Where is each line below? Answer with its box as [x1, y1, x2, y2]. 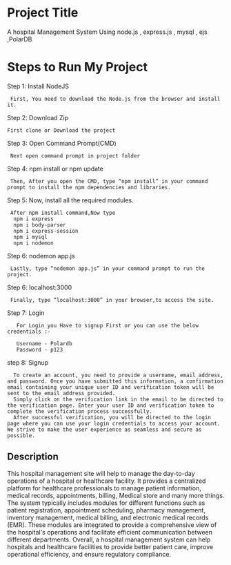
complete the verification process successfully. [7, 408, 153, 415]
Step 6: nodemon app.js [7, 251, 75, 260]
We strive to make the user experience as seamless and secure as [7, 426, 202, 433]
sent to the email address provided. [7, 390, 116, 396]
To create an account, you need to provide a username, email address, [13, 372, 224, 379]
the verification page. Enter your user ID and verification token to [7, 402, 214, 409]
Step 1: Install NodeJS [7, 82, 70, 90]
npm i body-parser [13, 221, 67, 229]
